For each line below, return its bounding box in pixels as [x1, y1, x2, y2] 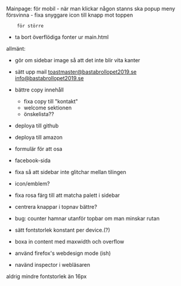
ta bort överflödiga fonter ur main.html [14, 34, 109, 41]
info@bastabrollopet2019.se [14, 75, 85, 81]
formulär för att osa [14, 145, 63, 152]
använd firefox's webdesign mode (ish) [14, 250, 111, 257]
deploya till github [14, 122, 59, 129]
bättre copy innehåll [14, 86, 64, 93]
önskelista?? [23, 111, 55, 117]
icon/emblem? [14, 180, 50, 187]
